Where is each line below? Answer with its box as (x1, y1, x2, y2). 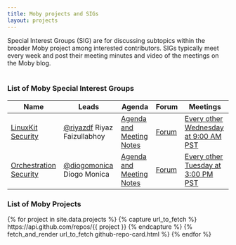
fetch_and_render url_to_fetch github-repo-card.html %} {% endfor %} (7, 230, 212, 239)
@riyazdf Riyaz (63, 122, 114, 132)
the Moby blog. (7, 58, 51, 67)
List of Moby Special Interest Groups (7, 84, 135, 94)
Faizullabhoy (63, 131, 105, 141)
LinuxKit (11, 122, 38, 132)
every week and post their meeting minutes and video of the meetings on (7, 51, 219, 60)
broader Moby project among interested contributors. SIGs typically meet (7, 44, 219, 52)
